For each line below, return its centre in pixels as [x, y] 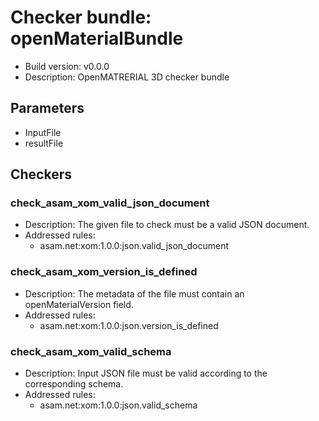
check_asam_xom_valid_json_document [110, 203]
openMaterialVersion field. [79, 304]
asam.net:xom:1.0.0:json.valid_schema [118, 405]
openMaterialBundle [97, 38]
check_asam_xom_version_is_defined [104, 272]
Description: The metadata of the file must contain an [134, 293]
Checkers [41, 174]
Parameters [47, 108]
